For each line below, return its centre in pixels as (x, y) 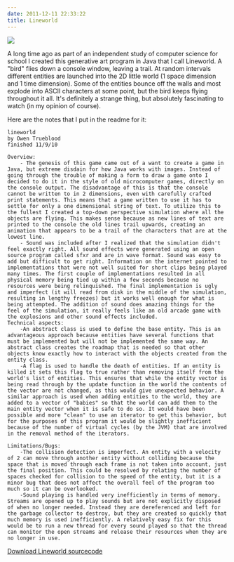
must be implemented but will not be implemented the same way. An (108, 341)
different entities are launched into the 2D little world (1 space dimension (112, 76)
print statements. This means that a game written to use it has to (109, 200)
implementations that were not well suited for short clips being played (117, 268)
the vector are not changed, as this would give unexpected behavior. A (116, 391)
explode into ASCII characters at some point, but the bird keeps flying (108, 91)
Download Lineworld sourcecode (55, 551)
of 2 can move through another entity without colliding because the (111, 458)
